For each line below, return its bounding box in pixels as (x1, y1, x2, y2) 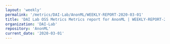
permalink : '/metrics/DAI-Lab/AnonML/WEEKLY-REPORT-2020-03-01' (5, 12, 144, 17)
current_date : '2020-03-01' (5, 31, 65, 36)
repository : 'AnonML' (5, 26, 51, 31)
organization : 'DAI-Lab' (5, 21, 58, 27)
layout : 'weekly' (5, 7, 42, 13)
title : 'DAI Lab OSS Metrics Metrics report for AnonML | (5, 17, 130, 22)
